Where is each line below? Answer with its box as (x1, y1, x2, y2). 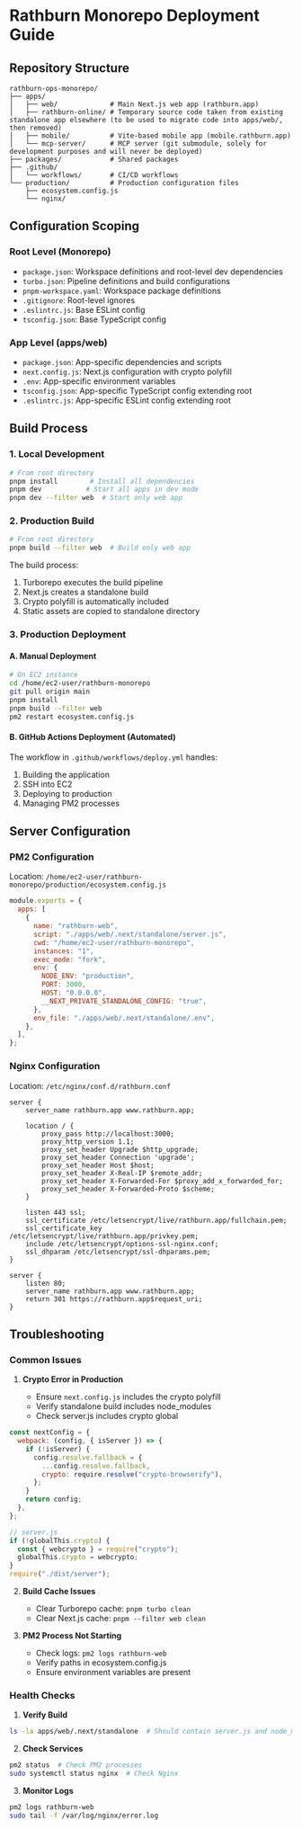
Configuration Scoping (9, 219, 140, 234)
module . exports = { (9, 897, 83, 906)
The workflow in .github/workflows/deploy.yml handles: (9, 752, 218, 763)
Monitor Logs (22, 1786, 74, 1797)
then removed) (9, 123, 63, 132)
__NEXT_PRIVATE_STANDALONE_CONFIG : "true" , (41, 996, 207, 1005)
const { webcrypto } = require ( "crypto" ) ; (17, 1544, 179, 1554)
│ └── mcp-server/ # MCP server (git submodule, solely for (9, 139, 268, 148)
